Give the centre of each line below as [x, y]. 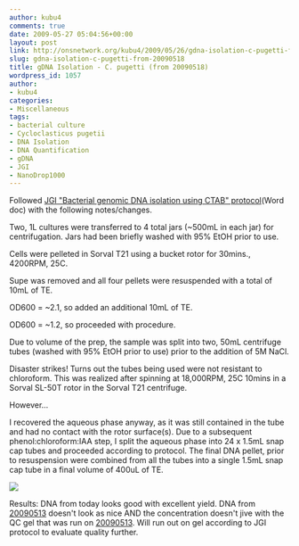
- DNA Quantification [49, 150]
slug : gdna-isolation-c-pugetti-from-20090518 [97, 59]
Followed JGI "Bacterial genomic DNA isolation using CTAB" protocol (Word [147, 201]
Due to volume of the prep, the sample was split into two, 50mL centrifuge [145, 342]
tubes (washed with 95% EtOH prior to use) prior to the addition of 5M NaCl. [149, 352]
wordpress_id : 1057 [45, 76]
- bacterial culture [48, 126]
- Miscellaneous [39, 109]
